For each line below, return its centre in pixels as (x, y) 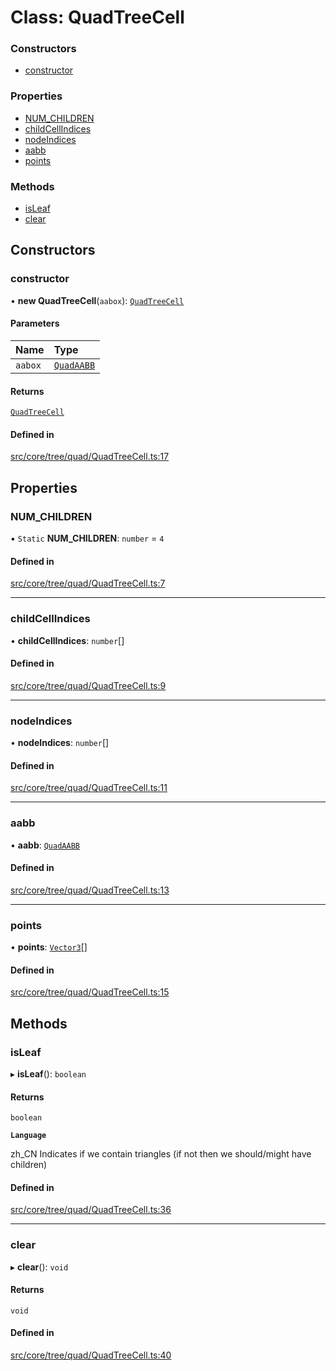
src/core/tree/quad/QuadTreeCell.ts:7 (88, 583)
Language (28, 1136)
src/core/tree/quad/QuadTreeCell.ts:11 (89, 788)
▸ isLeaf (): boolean (48, 1073)
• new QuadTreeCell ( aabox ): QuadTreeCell (97, 300)
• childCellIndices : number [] (67, 640)
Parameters (35, 323)
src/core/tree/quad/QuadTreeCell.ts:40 (91, 1355)
